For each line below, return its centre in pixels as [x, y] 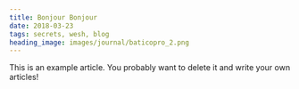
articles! [24, 77]
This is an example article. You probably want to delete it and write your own [150, 68]
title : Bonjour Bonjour [54, 17]
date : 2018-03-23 [42, 26]
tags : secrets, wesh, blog [59, 34]
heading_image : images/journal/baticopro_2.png [100, 42]
